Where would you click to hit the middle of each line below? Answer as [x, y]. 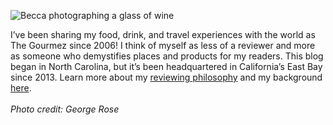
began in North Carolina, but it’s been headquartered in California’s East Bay [166, 66]
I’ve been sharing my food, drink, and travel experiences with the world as [163, 34]
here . [21, 88]
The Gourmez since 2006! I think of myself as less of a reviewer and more [163, 45]
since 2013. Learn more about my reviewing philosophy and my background [166, 77]
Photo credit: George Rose [65, 109]
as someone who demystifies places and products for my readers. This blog [167, 56]
